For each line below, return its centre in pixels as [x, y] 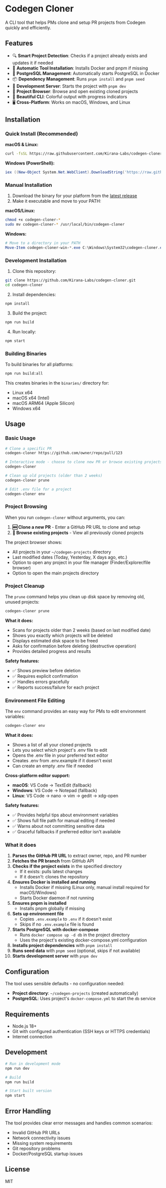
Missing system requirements [42, 1143]
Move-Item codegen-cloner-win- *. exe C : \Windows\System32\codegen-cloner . [83, 248]
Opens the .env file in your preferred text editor [60, 755]
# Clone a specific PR [28, 448]
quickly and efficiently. [28, 27]
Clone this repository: [34, 271]
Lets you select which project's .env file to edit [60, 750]
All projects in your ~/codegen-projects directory [62, 552]
